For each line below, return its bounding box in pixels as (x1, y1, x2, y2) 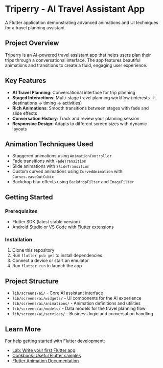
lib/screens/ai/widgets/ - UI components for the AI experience (12, 295, 142, 301)
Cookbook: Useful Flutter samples (12, 352, 81, 358)
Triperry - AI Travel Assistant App (5, 3, 145, 15)
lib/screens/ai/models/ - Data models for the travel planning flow (12, 305, 146, 311)
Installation (5, 236, 33, 243)
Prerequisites (5, 208, 38, 215)
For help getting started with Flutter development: (5, 338, 105, 344)
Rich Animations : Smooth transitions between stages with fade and (12, 105, 149, 111)
